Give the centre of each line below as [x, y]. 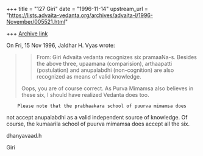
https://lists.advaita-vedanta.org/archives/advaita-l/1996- [81, 15]
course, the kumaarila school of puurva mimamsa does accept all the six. [98, 124]
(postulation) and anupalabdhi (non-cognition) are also [105, 70]
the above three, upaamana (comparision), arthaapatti [104, 64]
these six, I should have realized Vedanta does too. [85, 95]
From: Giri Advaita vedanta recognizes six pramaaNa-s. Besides [116, 57]
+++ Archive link [27, 34]
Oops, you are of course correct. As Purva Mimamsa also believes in [107, 88]
